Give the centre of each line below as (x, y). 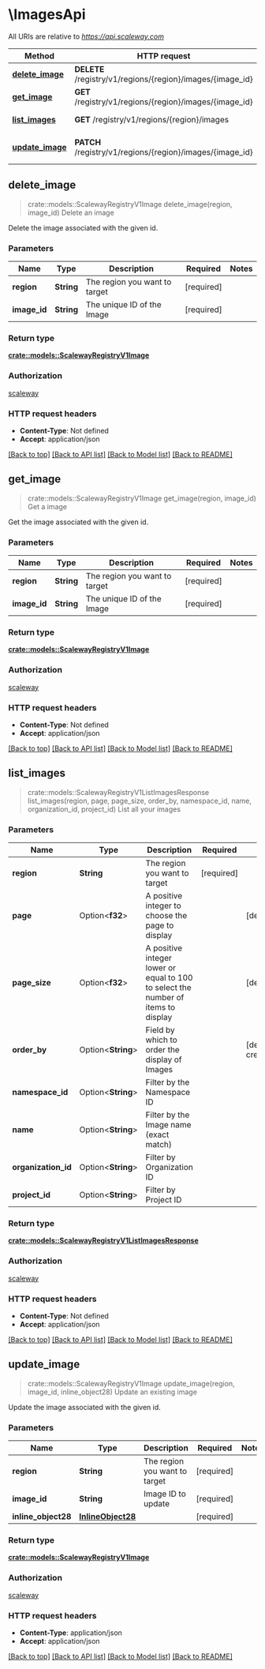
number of (165, 998)
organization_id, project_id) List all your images (104, 809)
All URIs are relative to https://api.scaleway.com (86, 36)
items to (160, 1007)
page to (160, 925)
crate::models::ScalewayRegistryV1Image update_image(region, (131, 1383)
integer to (163, 906)
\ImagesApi (47, 15)
